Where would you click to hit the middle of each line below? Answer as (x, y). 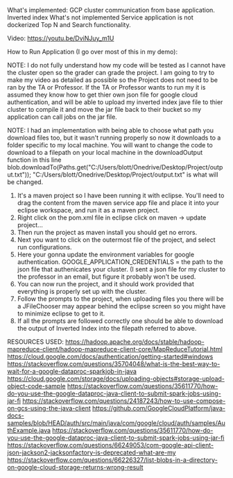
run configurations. (44, 247)
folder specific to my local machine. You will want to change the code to (110, 145)
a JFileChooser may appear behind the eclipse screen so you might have (121, 306)
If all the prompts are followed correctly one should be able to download (120, 321)
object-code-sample (36, 386)
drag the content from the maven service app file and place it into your (118, 203)
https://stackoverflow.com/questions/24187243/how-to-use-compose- (124, 401)
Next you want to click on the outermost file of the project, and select (116, 240)
